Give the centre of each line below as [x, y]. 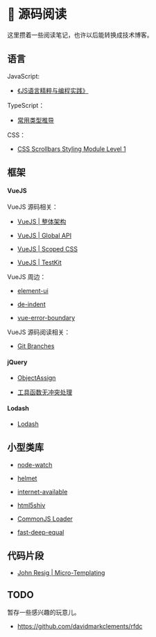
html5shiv [31, 505]
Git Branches [36, 346]
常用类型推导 [35, 120]
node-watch [35, 464]
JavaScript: [24, 76]
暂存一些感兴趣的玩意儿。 [44, 613]
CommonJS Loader [45, 519]
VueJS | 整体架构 [42, 222]
